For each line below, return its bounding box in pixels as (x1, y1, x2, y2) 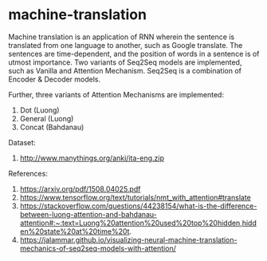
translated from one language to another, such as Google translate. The (8, 40, 243, 49)
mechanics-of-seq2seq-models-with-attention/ (19, 243, 177, 253)
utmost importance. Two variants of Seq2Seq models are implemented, (8, 57, 242, 67)
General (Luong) (19, 113, 74, 123)
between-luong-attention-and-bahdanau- (19, 209, 158, 219)
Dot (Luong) (19, 105, 60, 115)
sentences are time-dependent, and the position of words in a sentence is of (8, 49, 260, 58)
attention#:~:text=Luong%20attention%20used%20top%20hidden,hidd (19, 218, 257, 227)
